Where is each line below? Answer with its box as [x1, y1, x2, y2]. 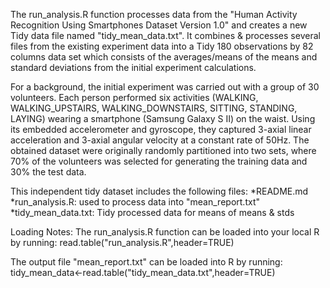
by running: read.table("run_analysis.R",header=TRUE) [10, 237, 235, 248]
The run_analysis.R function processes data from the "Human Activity [10, 9, 298, 20]
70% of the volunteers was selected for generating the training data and [10, 155, 308, 167]
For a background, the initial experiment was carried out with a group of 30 [10, 81, 320, 93]
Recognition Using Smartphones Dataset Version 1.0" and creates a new [10, 19, 308, 31]
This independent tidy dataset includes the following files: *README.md [10, 185, 309, 197]
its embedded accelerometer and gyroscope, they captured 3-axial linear [10, 124, 312, 135]
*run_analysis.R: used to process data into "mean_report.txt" [10, 196, 260, 208]
